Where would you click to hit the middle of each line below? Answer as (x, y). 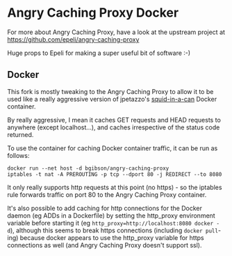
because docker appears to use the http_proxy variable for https (112, 237)
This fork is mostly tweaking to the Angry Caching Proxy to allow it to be (110, 91)
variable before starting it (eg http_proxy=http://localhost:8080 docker (110, 223)
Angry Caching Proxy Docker (93, 13)
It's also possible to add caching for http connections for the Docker (105, 208)
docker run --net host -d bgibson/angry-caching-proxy (88, 168)
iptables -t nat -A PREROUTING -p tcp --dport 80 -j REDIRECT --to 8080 (115, 174)
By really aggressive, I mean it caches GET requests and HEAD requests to (114, 120)
